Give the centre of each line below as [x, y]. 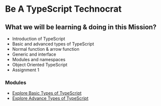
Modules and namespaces [39, 59]
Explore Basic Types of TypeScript [47, 93]
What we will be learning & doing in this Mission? [81, 27]
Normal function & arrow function [46, 49]
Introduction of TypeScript [39, 39]
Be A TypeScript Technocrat [63, 9]
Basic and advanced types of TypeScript [53, 44]
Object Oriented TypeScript [40, 65]
